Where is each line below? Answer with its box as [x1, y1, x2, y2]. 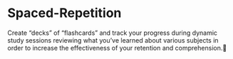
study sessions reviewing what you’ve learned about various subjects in [7, 36, 219, 44]
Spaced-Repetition [7, 5, 122, 21]
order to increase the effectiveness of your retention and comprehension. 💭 [7, 43, 227, 52]
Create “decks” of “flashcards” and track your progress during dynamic [7, 28, 218, 37]
